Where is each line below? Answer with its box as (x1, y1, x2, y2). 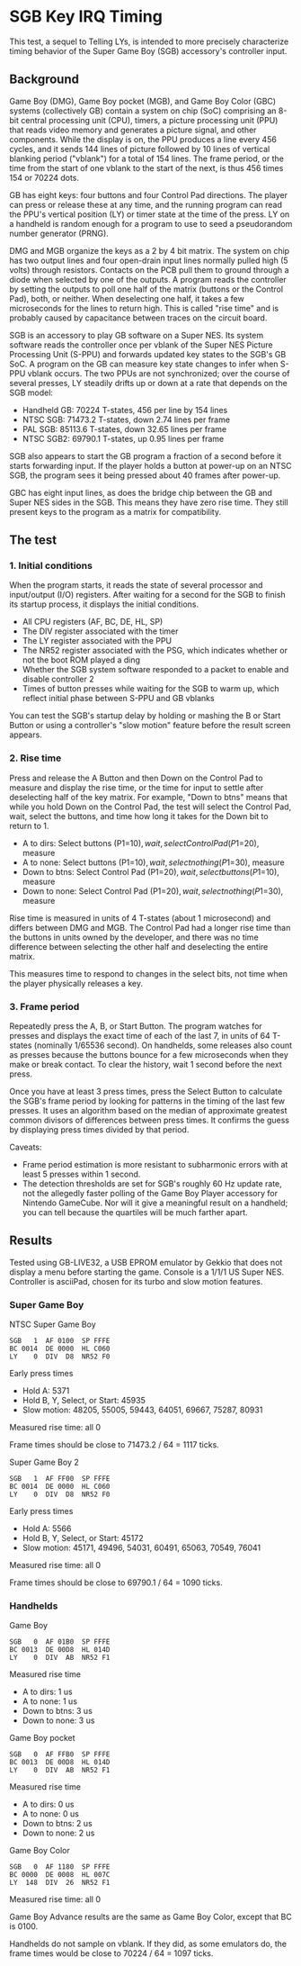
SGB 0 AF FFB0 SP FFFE (9, 1750, 111, 1759)
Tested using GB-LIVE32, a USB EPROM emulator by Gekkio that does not (9, 1257, 283, 1267)
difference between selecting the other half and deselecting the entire (9, 941, 269, 951)
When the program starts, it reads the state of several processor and (9, 580, 263, 591)
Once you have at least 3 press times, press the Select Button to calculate (9, 1087, 283, 1097)
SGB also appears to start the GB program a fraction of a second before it (9, 450, 282, 461)
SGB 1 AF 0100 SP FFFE (9, 1337, 111, 1346)
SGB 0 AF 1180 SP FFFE (9, 1862, 111, 1871)
